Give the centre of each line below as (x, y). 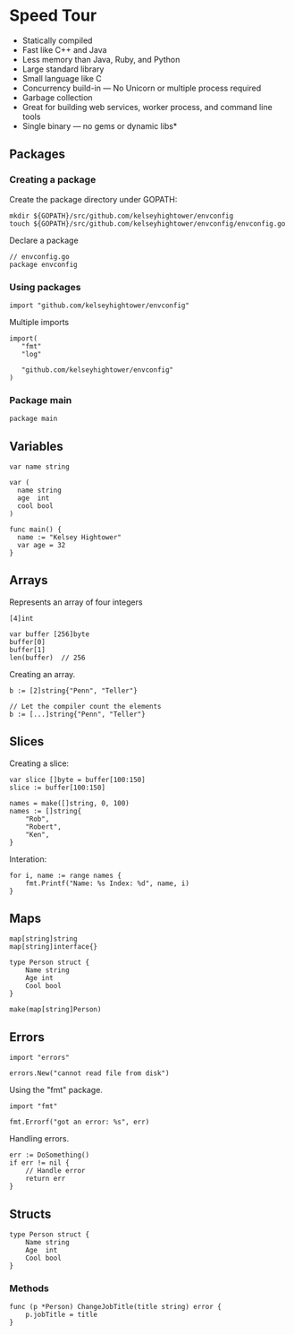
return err (46, 1179)
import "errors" (39, 1058)
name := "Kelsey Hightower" (70, 538)
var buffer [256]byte (50, 634)
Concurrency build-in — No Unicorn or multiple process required (142, 88)
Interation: (28, 859)
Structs (30, 1214)
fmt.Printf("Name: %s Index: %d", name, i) (108, 883)
